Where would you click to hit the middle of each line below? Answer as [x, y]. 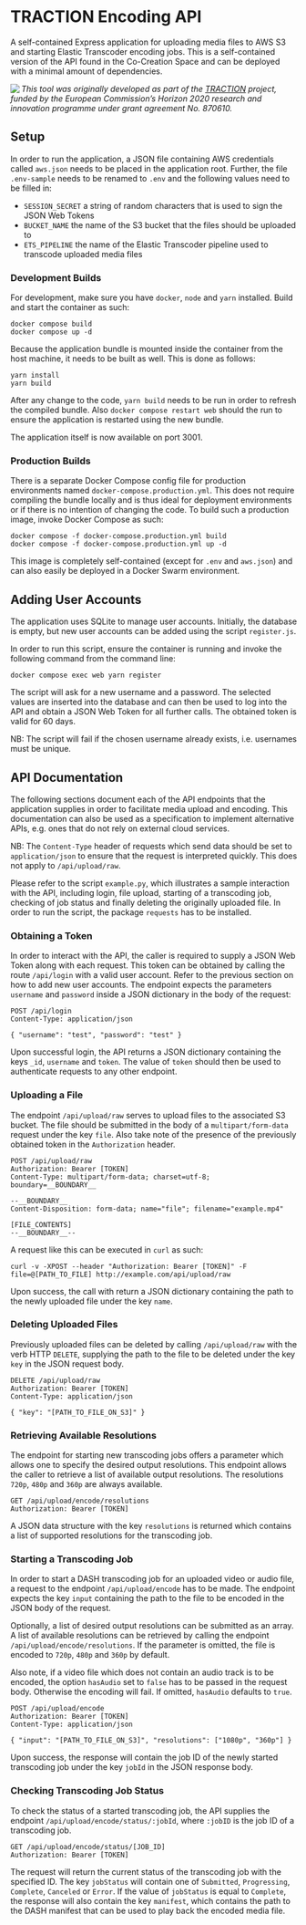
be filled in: [31, 188]
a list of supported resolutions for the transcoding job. [112, 1535]
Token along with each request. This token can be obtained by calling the [148, 965]
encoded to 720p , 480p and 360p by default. [90, 1655]
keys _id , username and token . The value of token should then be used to [146, 1062]
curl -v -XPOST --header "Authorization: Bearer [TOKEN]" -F [129, 1266]
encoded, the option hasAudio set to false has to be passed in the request [149, 1682]
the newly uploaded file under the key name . [92, 1301]
